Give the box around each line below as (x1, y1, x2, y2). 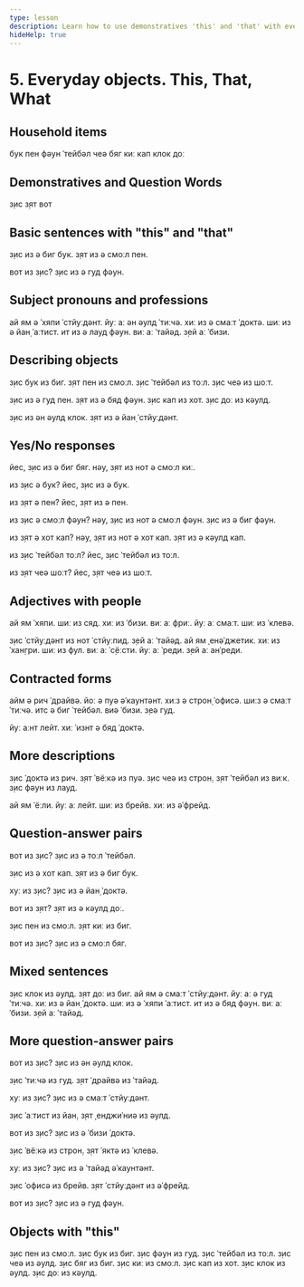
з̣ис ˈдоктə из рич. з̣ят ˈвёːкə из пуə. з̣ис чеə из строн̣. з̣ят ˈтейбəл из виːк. (9, 772, 290, 783)
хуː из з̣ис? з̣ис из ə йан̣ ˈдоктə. (9, 885, 128, 896)
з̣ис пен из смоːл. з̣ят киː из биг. (9, 920, 132, 931)
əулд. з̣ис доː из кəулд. (9, 1267, 98, 1278)
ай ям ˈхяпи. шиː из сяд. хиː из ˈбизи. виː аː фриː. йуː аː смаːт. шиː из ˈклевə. (9, 618, 294, 629)
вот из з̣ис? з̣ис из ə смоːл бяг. (9, 937, 127, 948)
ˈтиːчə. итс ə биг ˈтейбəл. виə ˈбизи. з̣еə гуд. (9, 705, 176, 716)
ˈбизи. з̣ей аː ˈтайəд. (9, 1007, 84, 1018)
